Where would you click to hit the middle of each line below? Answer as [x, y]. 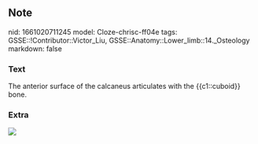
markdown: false [35, 48]
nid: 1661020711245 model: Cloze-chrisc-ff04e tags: [93, 31]
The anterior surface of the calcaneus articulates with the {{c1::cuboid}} [125, 87]
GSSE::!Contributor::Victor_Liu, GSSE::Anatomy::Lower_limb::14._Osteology [129, 40]
